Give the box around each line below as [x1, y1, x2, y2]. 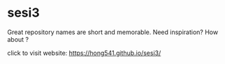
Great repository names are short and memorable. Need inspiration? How [7, 28, 219, 36]
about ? [7, 35, 29, 43]
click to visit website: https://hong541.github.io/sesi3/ [7, 49, 161, 57]
